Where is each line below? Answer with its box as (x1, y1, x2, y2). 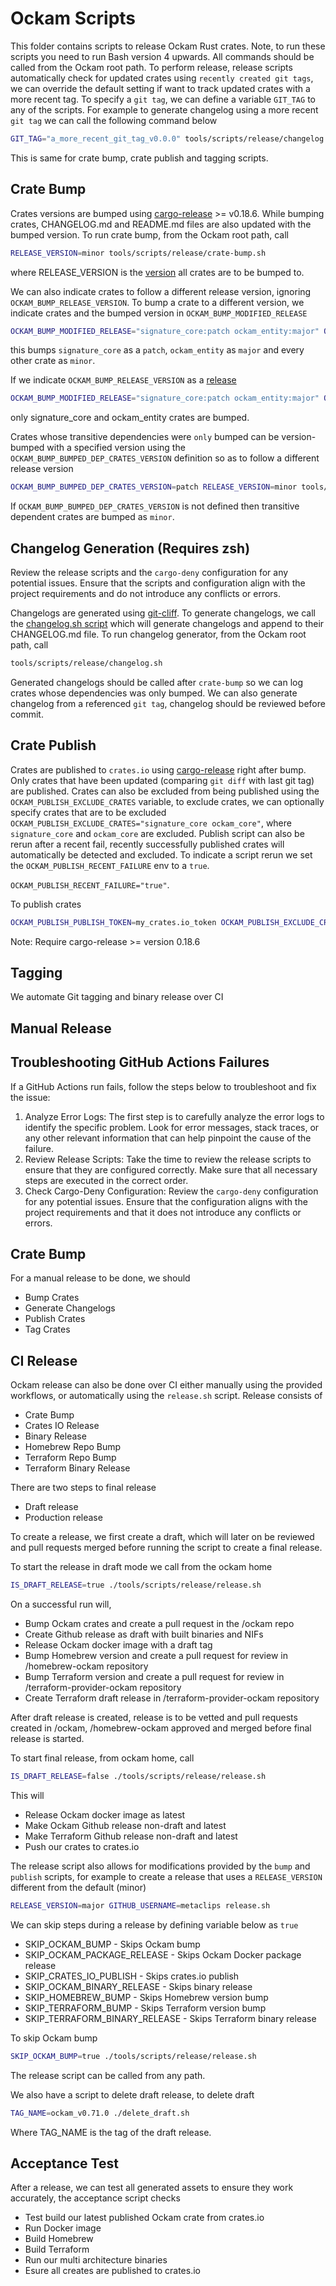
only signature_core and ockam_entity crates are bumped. (10, 412, 250, 424)
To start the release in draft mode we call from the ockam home (10, 1561, 273, 1573)
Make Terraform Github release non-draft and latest (24, 1830, 238, 1842)
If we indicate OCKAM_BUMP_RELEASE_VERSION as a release (10, 374, 237, 386)
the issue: (10, 1091, 51, 1103)
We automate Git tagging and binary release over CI (10, 991, 224, 1003)
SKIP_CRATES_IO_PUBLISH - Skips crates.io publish (24, 1970, 240, 1982)
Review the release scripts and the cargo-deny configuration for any (10, 566, 289, 578)
